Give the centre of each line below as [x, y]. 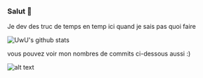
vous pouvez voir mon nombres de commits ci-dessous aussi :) [99, 54]
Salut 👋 [20, 11]
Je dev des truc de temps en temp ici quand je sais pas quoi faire [102, 27]
